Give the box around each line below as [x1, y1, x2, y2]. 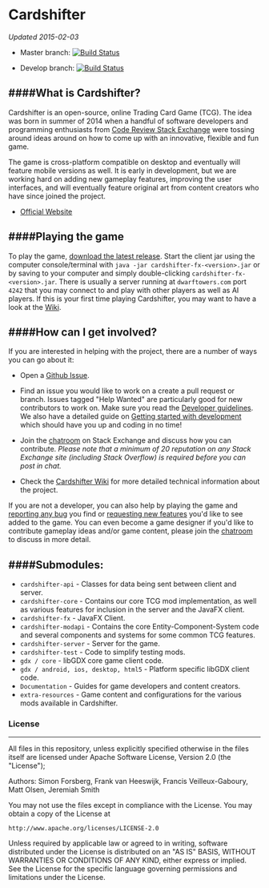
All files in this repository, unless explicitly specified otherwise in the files [8, 744, 250, 753]
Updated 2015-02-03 [8, 32, 79, 42]
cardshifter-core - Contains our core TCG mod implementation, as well [19, 597, 257, 606]
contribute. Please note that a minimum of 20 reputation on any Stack [19, 444, 251, 454]
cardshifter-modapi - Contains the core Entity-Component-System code [19, 622, 259, 632]
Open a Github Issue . [19, 371, 90, 380]
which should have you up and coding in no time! [19, 420, 183, 430]
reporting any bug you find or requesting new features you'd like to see [8, 509, 243, 519]
